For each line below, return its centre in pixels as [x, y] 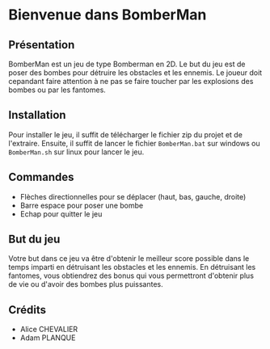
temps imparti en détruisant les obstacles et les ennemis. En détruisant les [132, 267]
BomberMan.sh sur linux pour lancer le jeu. [76, 152]
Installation [37, 115]
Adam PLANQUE [48, 338]
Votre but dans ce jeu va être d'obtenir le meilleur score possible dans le [129, 259]
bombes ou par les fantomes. [57, 90]
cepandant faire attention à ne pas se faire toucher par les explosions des [131, 81]
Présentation [42, 45]
